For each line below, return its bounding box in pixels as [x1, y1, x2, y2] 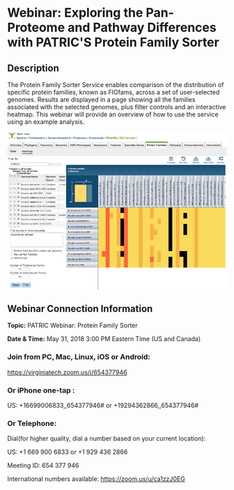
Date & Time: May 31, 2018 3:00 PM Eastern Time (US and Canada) [7, 335, 201, 343]
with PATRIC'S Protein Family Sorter [7, 35, 219, 50]
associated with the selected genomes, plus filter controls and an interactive [7, 103, 226, 111]
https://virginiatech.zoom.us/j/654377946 [7, 367, 127, 377]
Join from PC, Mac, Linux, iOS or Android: [7, 352, 151, 362]
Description [7, 62, 59, 74]
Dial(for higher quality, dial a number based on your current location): [7, 434, 206, 443]
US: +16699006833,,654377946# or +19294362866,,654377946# [7, 402, 199, 410]
